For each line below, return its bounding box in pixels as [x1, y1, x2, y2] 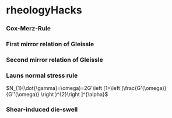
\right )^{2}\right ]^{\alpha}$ [40, 91, 108, 98]
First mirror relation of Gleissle [6, 40, 94, 48]
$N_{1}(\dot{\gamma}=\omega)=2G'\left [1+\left [6, 85, 121, 92]
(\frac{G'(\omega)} [121, 85, 167, 92]
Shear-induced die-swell [6, 106, 78, 114]
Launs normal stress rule [6, 71, 78, 79]
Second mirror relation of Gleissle [6, 55, 103, 64]
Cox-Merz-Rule [6, 25, 51, 33]
